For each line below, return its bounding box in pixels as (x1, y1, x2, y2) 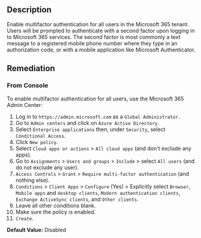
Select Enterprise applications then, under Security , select (15, 126, 166, 133)
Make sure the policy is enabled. (15, 208, 96, 215)
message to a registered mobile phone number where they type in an (7, 39, 178, 47)
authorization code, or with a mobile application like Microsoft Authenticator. (7, 46, 196, 53)
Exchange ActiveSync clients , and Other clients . (15, 196, 139, 203)
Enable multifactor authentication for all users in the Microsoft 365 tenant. (7, 20, 190, 28)
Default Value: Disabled (7, 226, 67, 233)
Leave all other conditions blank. (15, 202, 96, 209)
